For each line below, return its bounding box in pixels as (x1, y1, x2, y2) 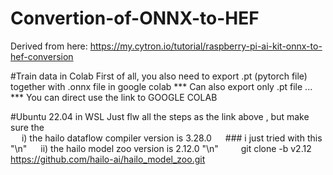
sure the (10, 121, 45, 133)
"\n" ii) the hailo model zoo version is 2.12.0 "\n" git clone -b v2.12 (10, 142, 312, 154)
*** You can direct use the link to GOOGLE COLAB (10, 91, 218, 103)
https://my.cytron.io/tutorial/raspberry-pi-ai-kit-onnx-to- (89, 40, 323, 52)
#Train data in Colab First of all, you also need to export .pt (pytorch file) (10, 70, 308, 82)
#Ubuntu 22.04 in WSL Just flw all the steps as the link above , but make (10, 110, 310, 122)
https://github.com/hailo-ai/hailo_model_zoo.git (10, 153, 206, 165)
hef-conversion (10, 50, 74, 62)
